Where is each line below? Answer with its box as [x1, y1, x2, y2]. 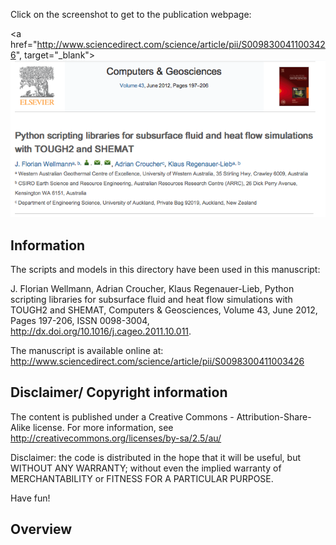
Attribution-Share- [236, 410, 312, 423]
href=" [10, 39, 38, 50]
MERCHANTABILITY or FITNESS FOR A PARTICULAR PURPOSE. [10, 472, 274, 484]
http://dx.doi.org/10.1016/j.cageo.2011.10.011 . [10, 325, 192, 338]
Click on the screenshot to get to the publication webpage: [10, 9, 252, 20]
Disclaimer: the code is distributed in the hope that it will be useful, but [10, 451, 301, 463]
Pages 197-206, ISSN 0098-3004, [10, 315, 150, 327]
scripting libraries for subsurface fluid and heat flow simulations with [10, 294, 293, 306]
